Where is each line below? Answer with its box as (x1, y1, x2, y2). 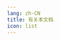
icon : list (7, 22, 38, 29)
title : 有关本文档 (7, 16, 54, 23)
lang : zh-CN (7, 9, 40, 17)
